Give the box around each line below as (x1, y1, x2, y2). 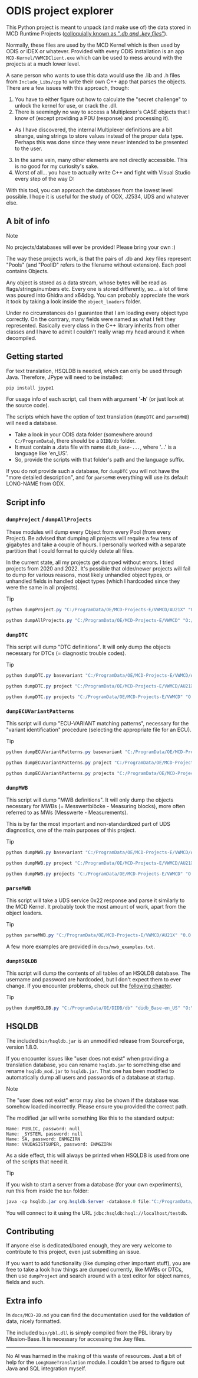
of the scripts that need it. (6, 1157, 69, 1165)
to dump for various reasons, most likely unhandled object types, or (6, 572, 171, 579)
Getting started (6, 352, 64, 362)
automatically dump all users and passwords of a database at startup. (6, 1074, 176, 1081)
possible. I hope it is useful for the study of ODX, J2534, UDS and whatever (6, 193, 189, 200)
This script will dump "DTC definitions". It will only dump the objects (6, 643, 171, 651)
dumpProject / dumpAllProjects (6, 515, 92, 523)
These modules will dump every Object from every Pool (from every (6, 528, 171, 536)
